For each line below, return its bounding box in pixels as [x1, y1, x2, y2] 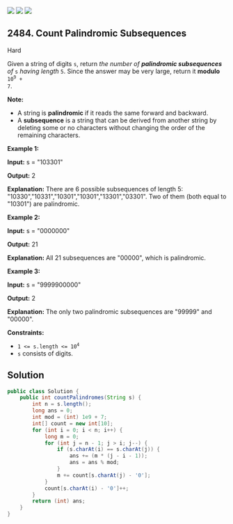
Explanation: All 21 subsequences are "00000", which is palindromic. [7, 253, 207, 262]
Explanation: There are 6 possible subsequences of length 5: [7, 184, 184, 193]
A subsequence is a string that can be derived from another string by [17, 116, 217, 125]
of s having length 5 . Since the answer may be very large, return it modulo [7, 67, 220, 75]
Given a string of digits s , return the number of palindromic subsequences [7, 59, 223, 68]
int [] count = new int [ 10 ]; [32, 420, 113, 427]
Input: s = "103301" [7, 157, 63, 166]
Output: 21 [7, 240, 38, 248]
